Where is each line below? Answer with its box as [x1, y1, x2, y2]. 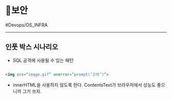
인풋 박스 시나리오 [5, 43, 58, 52]
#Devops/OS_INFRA [5, 21, 48, 28]
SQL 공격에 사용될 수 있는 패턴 [12, 57, 74, 63]
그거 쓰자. [22, 88, 42, 94]
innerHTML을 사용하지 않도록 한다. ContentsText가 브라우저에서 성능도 [12, 82, 156, 88]
